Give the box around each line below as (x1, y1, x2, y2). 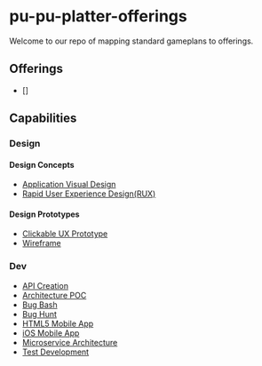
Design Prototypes (9, 209, 80, 219)
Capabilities (9, 111, 77, 126)
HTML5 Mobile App (21, 318, 94, 329)
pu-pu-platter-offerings (9, 6, 188, 27)
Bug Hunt (21, 308, 58, 319)
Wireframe (21, 238, 61, 249)
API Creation (21, 280, 69, 290)
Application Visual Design (21, 179, 116, 190)
